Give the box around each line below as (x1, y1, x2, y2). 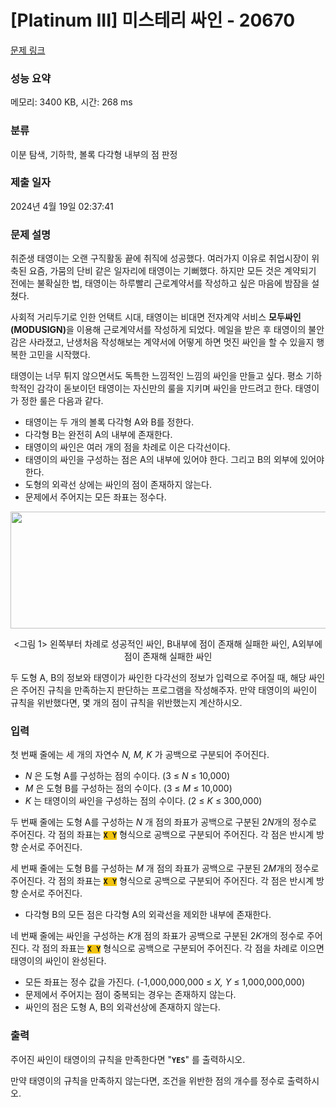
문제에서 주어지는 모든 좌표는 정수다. (24, 491, 167, 503)
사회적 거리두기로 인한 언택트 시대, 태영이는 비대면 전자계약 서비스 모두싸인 (10, 311, 302, 323)
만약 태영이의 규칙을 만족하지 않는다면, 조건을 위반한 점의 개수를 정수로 (10, 1074, 285, 1086)
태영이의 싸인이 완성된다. (10, 955, 107, 967)
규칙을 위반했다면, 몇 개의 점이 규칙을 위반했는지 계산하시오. (10, 697, 243, 709)
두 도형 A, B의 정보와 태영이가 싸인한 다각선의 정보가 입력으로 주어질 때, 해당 (10, 672, 307, 684)
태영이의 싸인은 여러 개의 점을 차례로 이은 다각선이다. (24, 441, 231, 453)
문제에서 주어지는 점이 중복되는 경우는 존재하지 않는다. (24, 989, 237, 1001)
